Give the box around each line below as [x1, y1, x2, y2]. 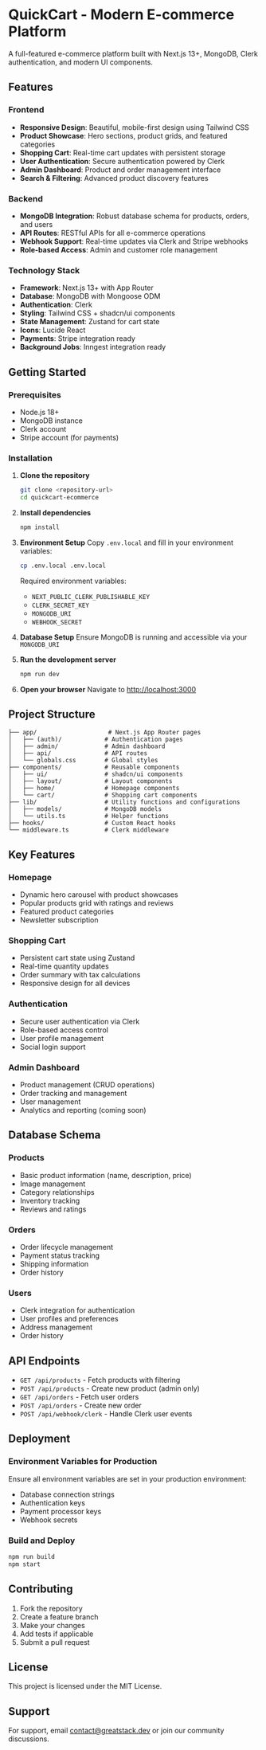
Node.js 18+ [19, 407, 60, 417]
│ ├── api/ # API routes [8, 750, 148, 758]
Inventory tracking [19, 1196, 80, 1205]
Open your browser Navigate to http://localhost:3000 [19, 684, 197, 694]
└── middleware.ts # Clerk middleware [8, 826, 170, 834]
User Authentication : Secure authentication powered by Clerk [19, 156, 225, 166]
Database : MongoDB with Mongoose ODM [19, 292, 161, 301]
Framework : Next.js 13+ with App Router [19, 283, 154, 292]
